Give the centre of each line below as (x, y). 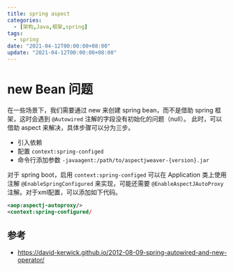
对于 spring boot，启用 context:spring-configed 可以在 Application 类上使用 (117, 175)
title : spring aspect (39, 14)
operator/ (31, 260)
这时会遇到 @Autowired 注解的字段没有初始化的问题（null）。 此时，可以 (120, 119)
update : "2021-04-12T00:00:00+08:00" (62, 53)
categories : (24, 20)
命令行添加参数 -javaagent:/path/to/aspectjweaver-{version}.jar (113, 160)
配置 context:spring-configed (60, 151)
